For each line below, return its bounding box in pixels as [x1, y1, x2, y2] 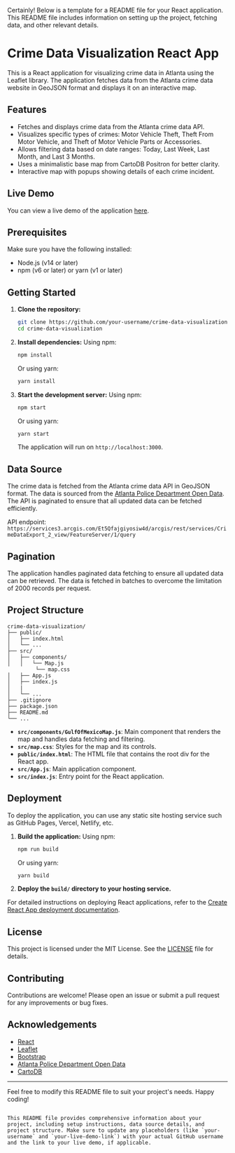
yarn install [17, 378, 56, 385]
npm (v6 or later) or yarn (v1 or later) [17, 266, 123, 274]
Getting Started [7, 286, 76, 298]
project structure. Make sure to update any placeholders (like [7, 1126, 199, 1134]
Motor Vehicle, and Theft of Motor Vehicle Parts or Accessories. [17, 137, 202, 146]
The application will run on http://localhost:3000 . [17, 443, 163, 451]
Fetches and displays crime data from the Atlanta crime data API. [17, 122, 205, 131]
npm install [17, 351, 52, 359]
